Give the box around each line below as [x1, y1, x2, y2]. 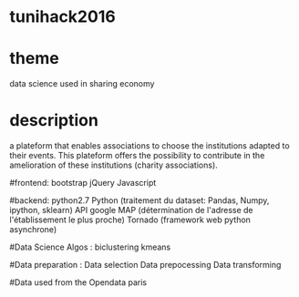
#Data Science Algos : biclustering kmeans [9, 241, 171, 252]
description [9, 110, 98, 131]
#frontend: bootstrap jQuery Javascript [9, 178, 157, 189]
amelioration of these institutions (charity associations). [9, 159, 219, 170]
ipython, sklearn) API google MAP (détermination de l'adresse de [9, 205, 253, 216]
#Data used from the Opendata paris [9, 277, 148, 288]
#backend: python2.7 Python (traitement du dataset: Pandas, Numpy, [9, 195, 270, 206]
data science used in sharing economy [9, 78, 155, 89]
